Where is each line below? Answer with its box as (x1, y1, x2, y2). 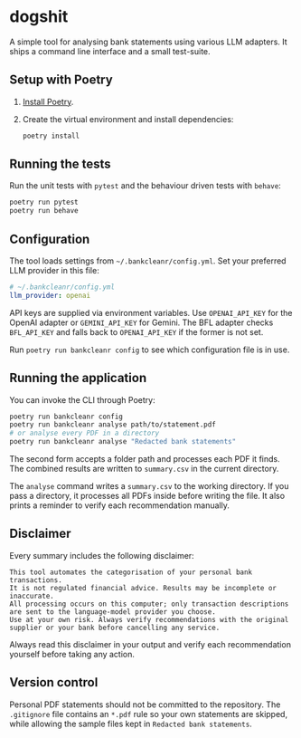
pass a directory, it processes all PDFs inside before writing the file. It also (9, 491, 286, 502)
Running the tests (9, 157, 111, 172)
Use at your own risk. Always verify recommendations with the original (9, 615, 289, 624)
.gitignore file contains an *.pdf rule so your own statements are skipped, (9, 708, 287, 719)
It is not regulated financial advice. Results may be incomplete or (9, 583, 277, 592)
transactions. (9, 575, 63, 585)
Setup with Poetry (9, 72, 113, 88)
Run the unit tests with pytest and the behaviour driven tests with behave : (9, 180, 282, 191)
